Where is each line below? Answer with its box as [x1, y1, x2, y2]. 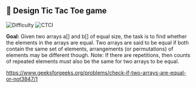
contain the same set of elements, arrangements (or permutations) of [6, 45, 174, 52]
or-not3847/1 [6, 75, 38, 82]
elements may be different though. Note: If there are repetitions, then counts [6, 51, 191, 59]
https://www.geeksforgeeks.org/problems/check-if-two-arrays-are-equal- [6, 69, 187, 76]
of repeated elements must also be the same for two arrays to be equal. [6, 57, 180, 65]
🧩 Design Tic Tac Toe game [6, 6, 107, 16]
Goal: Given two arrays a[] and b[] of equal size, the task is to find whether [6, 33, 187, 40]
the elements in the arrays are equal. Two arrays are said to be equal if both [6, 39, 189, 46]
